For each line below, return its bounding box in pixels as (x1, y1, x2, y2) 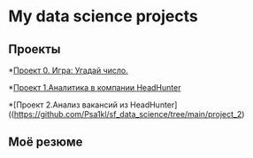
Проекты (8, 42, 61, 57)
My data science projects (8, 6, 198, 27)
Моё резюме (8, 135, 83, 150)
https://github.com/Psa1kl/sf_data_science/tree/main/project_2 (13, 109, 242, 119)
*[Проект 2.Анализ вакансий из (8, 99, 129, 110)
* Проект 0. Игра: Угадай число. (8, 65, 129, 75)
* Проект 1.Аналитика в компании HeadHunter (8, 83, 181, 92)
